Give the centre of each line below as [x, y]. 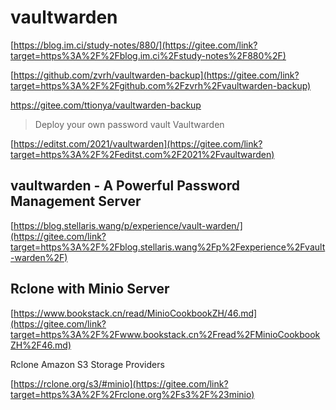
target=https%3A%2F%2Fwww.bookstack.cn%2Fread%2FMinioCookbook [165, 334]
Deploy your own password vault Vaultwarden [129, 124]
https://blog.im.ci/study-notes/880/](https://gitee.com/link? [135, 45]
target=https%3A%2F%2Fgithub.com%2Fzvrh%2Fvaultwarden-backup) [161, 85]
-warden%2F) [39, 257]
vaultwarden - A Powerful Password [125, 186]
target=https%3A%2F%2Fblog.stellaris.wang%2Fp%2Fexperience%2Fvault [168, 247]
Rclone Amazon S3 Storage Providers [87, 364]
